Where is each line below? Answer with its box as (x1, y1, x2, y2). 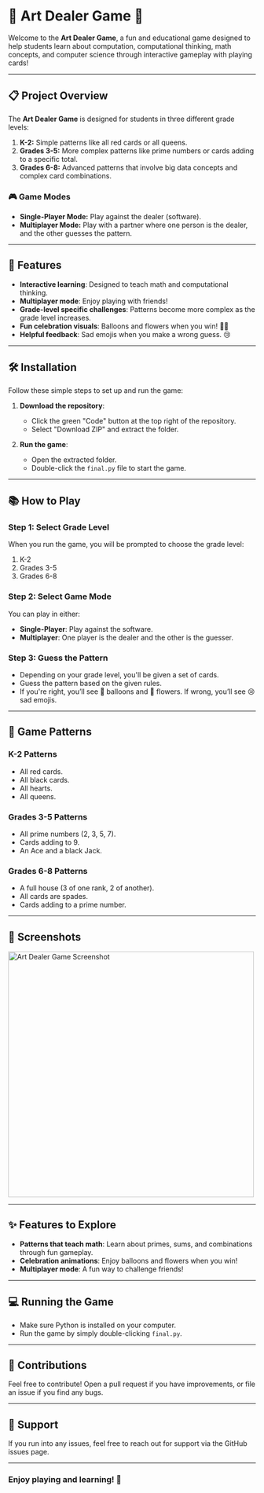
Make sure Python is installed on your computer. (19, 1320, 177, 1330)
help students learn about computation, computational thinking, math (8, 41, 232, 50)
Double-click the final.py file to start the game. (31, 463, 187, 472)
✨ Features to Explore (8, 1218, 116, 1232)
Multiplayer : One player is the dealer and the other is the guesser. (19, 633, 234, 642)
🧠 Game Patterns (8, 725, 92, 739)
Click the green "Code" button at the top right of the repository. (31, 416, 236, 425)
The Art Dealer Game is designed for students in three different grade (8, 114, 235, 123)
